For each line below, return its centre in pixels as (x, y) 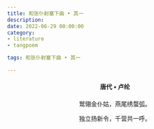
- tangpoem (23, 45)
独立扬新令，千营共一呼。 (115, 118)
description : (26, 20)
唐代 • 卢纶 (115, 86)
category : (21, 33)
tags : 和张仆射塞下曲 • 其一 (44, 58)
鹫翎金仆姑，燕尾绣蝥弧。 (115, 104)
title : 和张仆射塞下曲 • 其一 (46, 13)
